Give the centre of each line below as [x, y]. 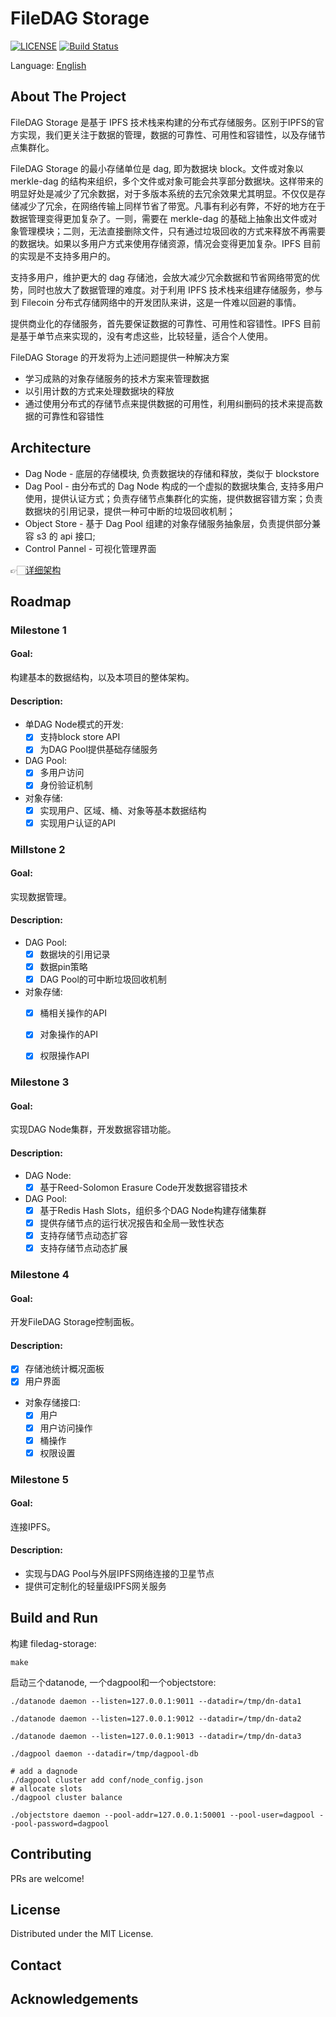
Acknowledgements [74, 1999]
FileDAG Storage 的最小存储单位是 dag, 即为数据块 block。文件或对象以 [157, 168]
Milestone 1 [38, 630]
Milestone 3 [40, 1082]
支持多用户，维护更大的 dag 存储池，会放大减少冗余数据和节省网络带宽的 [161, 277]
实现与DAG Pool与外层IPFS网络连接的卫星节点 [119, 1574]
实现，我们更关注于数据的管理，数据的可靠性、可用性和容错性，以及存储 [167, 134]
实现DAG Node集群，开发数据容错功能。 [93, 1129]
